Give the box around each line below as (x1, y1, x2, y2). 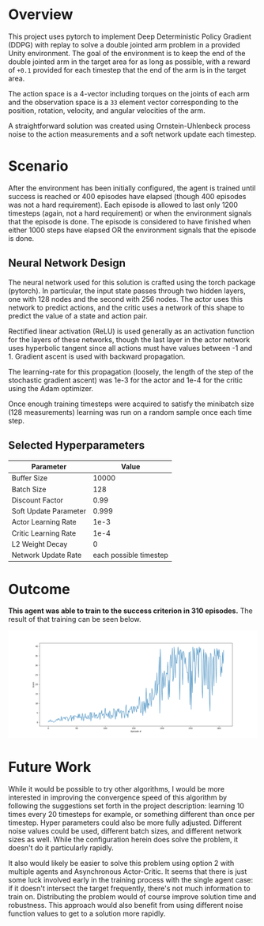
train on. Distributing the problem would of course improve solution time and (8, 891, 257, 902)
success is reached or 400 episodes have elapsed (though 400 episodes (8, 191, 247, 201)
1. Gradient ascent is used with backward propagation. (8, 352, 186, 361)
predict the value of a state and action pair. (8, 311, 148, 321)
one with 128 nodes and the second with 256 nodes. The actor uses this (8, 294, 243, 303)
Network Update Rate (11, 551, 82, 559)
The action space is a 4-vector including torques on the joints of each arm (8, 88, 251, 98)
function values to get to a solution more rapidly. (8, 909, 166, 918)
